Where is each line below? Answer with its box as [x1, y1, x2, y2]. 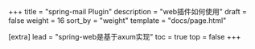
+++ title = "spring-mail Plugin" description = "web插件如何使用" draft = [8, 7, 248, 16]
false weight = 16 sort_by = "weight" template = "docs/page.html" [8, 16, 227, 25]
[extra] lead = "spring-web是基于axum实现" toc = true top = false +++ [8, 32, 241, 41]
